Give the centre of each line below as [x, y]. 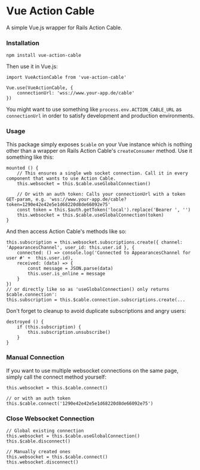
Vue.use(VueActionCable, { [40, 88]
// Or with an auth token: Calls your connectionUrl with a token [101, 194]
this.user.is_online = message [67, 274]
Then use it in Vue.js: [32, 66]
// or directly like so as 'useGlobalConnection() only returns [88, 289]
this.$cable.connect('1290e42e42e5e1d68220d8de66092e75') [80, 403]
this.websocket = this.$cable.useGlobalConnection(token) [90, 215]
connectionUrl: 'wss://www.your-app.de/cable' [76, 93]
